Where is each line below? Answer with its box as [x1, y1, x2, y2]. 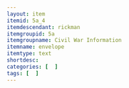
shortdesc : [6, 57, 39, 64]
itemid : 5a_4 [6, 17, 46, 24]
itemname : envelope [6, 43, 65, 50]
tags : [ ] [6, 70, 39, 77]
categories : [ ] [6, 63, 58, 70]
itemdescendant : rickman [6, 23, 81, 31]
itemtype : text [6, 50, 52, 57]
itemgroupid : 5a [6, 30, 55, 38]
